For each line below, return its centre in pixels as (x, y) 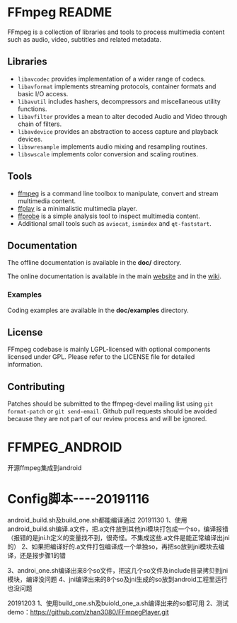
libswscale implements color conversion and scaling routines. (108, 154)
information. (25, 365)
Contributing (36, 387)
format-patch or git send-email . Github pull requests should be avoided (112, 411)
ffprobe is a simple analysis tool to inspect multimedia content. (109, 216)
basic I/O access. (43, 93)
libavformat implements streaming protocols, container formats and (117, 86)
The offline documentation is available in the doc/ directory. (94, 263)
